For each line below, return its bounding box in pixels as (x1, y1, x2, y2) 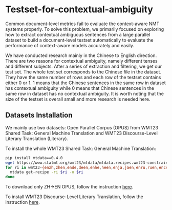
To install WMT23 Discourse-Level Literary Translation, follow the (5, 194, 143, 200)
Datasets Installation (5, 111, 73, 120)
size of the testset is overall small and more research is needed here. (5, 96, 150, 102)
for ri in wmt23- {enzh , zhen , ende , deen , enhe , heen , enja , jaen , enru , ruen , (5, 165, 159, 170)
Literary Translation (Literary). (5, 135, 68, 142)
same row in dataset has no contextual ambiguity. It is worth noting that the (5, 90, 164, 97)
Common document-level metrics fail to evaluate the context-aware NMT (5, 21, 160, 27)
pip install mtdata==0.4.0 (5, 155, 63, 160)
